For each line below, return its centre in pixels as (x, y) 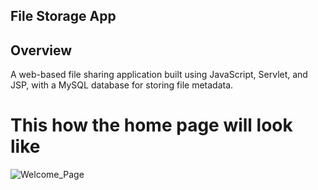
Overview (41, 50)
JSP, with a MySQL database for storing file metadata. (122, 85)
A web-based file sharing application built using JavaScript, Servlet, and (159, 75)
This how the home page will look (151, 125)
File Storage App (63, 16)
